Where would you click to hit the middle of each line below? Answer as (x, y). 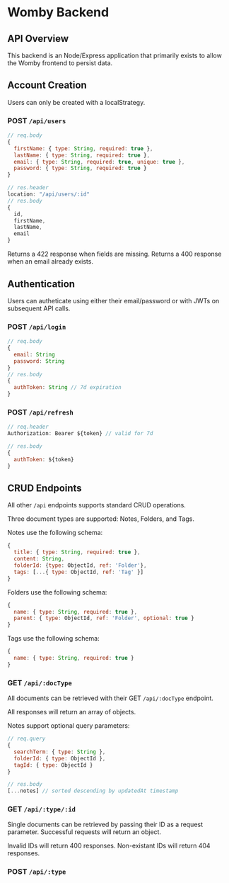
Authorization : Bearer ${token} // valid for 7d (80, 434)
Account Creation (47, 85)
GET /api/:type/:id (42, 809)
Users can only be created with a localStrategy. (76, 102)
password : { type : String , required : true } (80, 168)
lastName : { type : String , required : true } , (82, 155)
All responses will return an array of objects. (72, 712)
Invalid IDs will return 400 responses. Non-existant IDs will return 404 (109, 846)
